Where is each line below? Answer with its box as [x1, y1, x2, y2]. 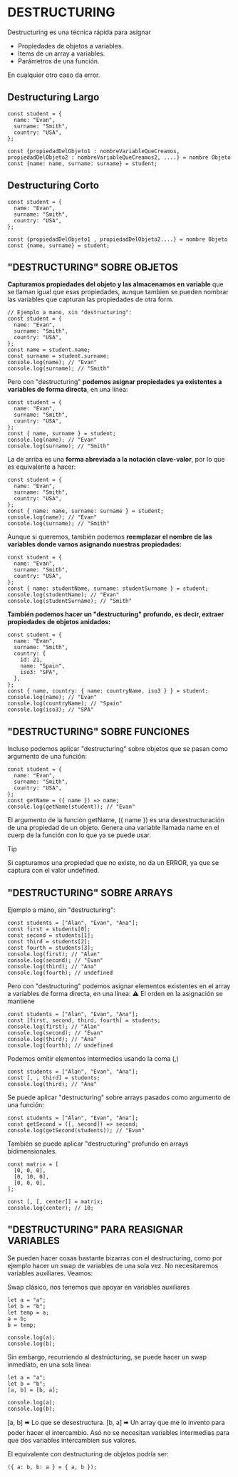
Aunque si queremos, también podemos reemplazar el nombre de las [7, 532, 212, 541]
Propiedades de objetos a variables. [17, 41, 123, 50]
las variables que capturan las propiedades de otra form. [7, 295, 174, 304]
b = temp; [7, 1321, 37, 1329]
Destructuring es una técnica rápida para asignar [7, 28, 152, 36]
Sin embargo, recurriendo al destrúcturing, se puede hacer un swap [7, 1352, 207, 1361]
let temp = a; [7, 1309, 50, 1316]
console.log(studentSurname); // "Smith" [7, 598, 133, 605]
